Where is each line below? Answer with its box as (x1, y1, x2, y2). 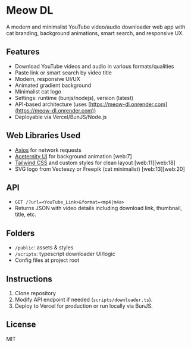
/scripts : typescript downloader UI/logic (14, 251, 115, 258)
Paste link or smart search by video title (14, 69, 112, 76)
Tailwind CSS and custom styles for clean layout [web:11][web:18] (14, 159, 176, 166)
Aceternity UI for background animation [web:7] (14, 152, 132, 160)
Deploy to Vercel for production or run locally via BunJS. (14, 302, 153, 310)
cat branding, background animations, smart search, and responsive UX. (6, 29, 184, 36)
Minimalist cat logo (14, 87, 61, 95)
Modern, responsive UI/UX (14, 75, 80, 82)
